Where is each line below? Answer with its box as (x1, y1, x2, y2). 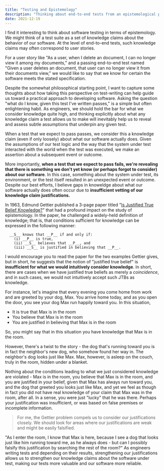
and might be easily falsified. (17, 425, 75, 431)
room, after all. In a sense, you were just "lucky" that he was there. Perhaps (5, 395, 157, 400)
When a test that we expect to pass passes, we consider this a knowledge (5, 131, 154, 137)
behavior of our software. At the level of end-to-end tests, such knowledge (5, 40, 156, 46)
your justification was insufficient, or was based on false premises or (5, 400, 143, 406)
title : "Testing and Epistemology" (5, 7, 78, 12)
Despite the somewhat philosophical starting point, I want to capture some (5, 85, 155, 91)
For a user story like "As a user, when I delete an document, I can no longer (5, 55, 156, 61)
